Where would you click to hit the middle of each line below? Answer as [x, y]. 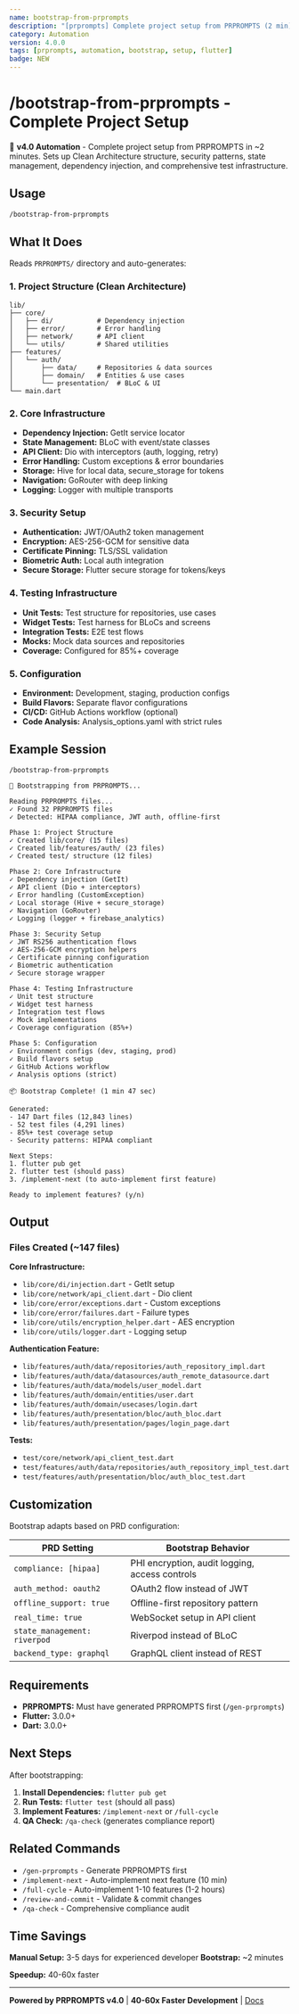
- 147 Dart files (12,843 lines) [71, 1117]
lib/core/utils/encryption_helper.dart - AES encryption [128, 1322]
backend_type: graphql [61, 1654]
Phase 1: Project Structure [61, 832]
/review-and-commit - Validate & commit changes [112, 1898]
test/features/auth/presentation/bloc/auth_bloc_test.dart [134, 1477]
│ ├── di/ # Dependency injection [97, 321]
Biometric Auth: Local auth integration [93, 561]
